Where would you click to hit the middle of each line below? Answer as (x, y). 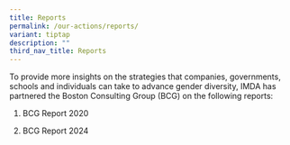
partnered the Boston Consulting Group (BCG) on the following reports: (141, 96)
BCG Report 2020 (55, 113)
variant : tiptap (40, 34)
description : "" (40, 43)
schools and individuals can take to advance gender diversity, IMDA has (143, 86)
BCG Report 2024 (55, 131)
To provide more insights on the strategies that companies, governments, (145, 77)
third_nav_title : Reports (58, 51)
